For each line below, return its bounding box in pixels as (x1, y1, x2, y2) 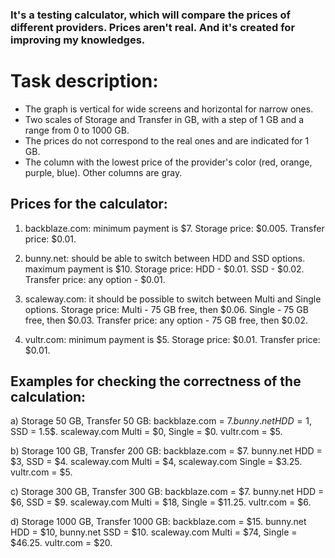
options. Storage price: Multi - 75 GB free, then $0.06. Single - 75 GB (24, 303, 309, 315)
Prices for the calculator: (10, 196, 168, 213)
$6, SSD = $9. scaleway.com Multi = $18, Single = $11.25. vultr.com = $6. (10, 496, 312, 508)
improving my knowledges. (10, 33, 146, 47)
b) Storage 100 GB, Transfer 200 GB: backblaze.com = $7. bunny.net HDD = (10, 445, 323, 457)
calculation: (10, 389, 87, 406)
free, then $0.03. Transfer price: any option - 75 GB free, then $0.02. (24, 314, 309, 326)
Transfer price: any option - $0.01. (24, 273, 166, 285)
